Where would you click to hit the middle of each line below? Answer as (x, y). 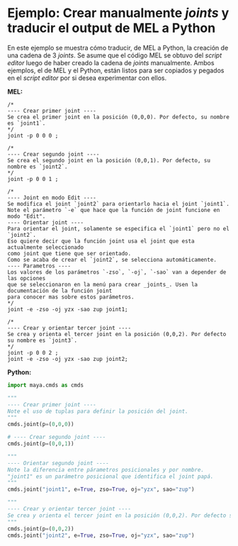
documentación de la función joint (60, 291)
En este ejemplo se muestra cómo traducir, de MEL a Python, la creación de (118, 48)
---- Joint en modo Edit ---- (52, 197)
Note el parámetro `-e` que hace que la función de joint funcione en (114, 210)
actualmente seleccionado (45, 247)
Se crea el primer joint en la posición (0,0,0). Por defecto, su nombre (119, 117)
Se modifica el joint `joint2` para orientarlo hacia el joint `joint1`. (119, 204)
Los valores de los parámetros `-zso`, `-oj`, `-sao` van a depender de (117, 272)
